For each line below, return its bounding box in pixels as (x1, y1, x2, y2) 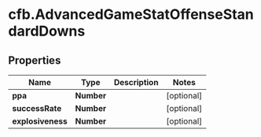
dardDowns (8, 22, 86, 40)
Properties (8, 54, 61, 67)
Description (113, 77, 159, 87)
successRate (12, 103, 62, 113)
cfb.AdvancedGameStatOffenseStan (8, 6, 254, 24)
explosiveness (12, 116, 68, 127)
